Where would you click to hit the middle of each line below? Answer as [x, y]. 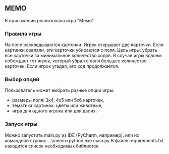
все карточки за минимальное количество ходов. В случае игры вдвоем [83, 56]
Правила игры [23, 33]
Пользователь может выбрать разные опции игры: [60, 90]
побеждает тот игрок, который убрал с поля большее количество [76, 61]
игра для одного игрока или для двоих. [54, 111]
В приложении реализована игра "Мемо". [50, 20]
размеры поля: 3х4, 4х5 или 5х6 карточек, [58, 100]
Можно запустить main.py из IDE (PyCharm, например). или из [72, 135]
